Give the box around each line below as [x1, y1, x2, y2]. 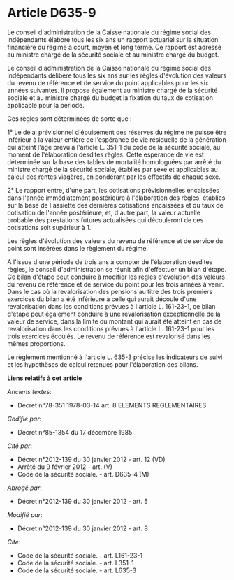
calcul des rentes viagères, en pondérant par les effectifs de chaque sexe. [7, 173, 221, 181]
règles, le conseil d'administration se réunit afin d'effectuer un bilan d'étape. [7, 265, 227, 273]
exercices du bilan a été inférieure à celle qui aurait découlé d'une [7, 295, 197, 303]
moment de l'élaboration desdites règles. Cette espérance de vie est [7, 150, 205, 159]
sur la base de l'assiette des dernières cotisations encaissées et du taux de [7, 201, 224, 209]
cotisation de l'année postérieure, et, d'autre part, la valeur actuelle [7, 208, 201, 217]
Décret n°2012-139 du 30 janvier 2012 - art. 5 [17, 497, 148, 505]
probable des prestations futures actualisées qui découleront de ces [7, 215, 204, 224]
